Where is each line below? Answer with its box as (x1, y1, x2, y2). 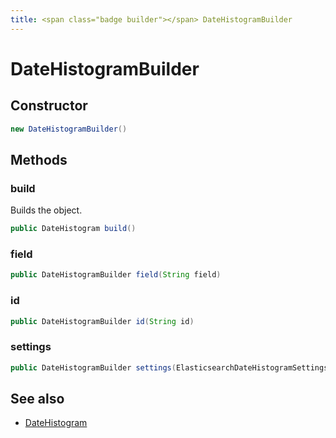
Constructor (10, 97, 88, 115)
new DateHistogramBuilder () (10, 124, 128, 134)
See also (10, 390, 65, 407)
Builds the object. (10, 204, 83, 216)
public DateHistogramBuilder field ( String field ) (10, 270, 222, 280)
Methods (10, 151, 68, 168)
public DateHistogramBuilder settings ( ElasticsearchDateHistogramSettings (10, 362, 329, 373)
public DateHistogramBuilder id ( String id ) (10, 316, 195, 326)
